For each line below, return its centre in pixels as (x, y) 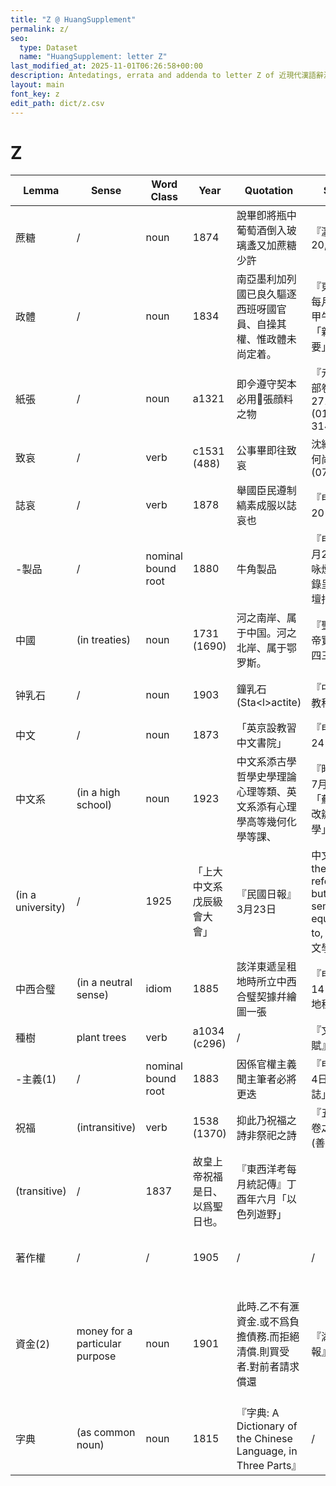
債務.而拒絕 (273, 1337)
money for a (104, 1331)
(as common (106, 1433)
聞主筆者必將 (266, 1079)
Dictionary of (267, 1426)
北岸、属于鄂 (266, 648)
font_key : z (35, 94)
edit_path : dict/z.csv (57, 103)
